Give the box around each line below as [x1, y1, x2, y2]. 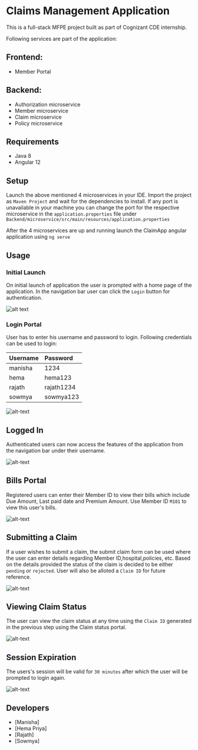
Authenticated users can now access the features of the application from [6, 440, 184, 447]
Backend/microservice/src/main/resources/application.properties [6, 217, 170, 223]
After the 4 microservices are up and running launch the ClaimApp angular [6, 227, 187, 234]
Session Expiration [6, 652, 77, 663]
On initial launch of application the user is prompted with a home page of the [6, 281, 192, 288]
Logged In [6, 425, 44, 435]
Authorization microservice [14, 100, 81, 108]
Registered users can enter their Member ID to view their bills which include [6, 491, 190, 498]
